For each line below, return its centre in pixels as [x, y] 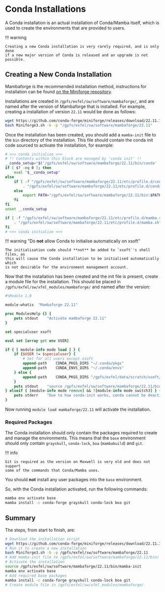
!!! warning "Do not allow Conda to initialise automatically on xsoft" [73, 241]
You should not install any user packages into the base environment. [74, 480]
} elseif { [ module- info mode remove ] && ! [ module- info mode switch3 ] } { [83, 391]
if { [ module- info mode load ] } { [42, 350]
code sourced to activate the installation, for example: [59, 145]
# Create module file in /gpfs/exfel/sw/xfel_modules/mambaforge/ [74, 585]
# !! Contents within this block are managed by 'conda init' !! [73, 159]
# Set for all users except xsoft [58, 359]
